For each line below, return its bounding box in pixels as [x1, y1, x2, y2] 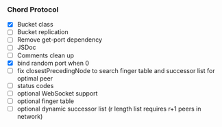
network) [16, 112, 43, 120]
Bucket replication [16, 28, 69, 36]
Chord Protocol [7, 5, 59, 14]
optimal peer [16, 74, 53, 83]
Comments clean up [16, 51, 74, 59]
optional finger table [16, 97, 75, 105]
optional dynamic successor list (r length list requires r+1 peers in [16, 104, 201, 113]
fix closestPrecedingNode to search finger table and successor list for [16, 66, 215, 74]
